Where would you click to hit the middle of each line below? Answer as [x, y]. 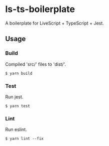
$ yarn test [18, 106]
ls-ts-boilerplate [40, 9]
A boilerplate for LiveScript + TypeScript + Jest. [55, 23]
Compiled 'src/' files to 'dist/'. [36, 64]
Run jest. [14, 97]
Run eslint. [16, 129]
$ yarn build [19, 73]
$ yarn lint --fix [24, 139]
